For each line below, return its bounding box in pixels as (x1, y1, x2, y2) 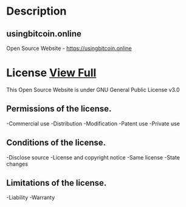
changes (6, 160, 29, 167)
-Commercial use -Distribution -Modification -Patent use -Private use (6, 120, 181, 127)
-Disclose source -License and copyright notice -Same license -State (6, 153, 181, 161)
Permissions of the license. (6, 103, 112, 114)
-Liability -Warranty (6, 194, 55, 202)
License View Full (6, 66, 97, 80)
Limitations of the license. (6, 178, 107, 188)
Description (6, 4, 67, 18)
